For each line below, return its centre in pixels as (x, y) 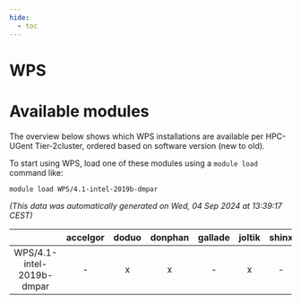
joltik (249, 237)
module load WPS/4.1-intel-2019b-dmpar (84, 189)
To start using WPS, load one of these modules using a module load (133, 163)
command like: (36, 172)
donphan (170, 237)
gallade (214, 237)
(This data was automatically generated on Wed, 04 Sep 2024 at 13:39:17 (146, 205)
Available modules (79, 111)
